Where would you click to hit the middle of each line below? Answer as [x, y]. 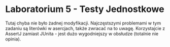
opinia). [13, 39]
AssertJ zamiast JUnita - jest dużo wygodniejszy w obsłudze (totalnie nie [82, 33]
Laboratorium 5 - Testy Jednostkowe [85, 9]
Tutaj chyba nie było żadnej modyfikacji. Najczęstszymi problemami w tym [83, 23]
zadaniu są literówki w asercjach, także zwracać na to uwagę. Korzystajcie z [85, 28]
